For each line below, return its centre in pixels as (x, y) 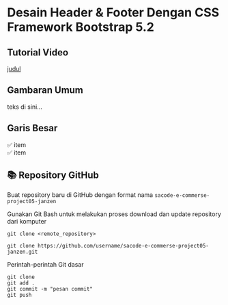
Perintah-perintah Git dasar (45, 265)
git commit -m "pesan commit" (50, 289)
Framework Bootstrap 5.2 (81, 27)
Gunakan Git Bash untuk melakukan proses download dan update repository (114, 214)
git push (19, 295)
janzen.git (23, 252)
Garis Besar (32, 128)
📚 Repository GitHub (53, 175)
